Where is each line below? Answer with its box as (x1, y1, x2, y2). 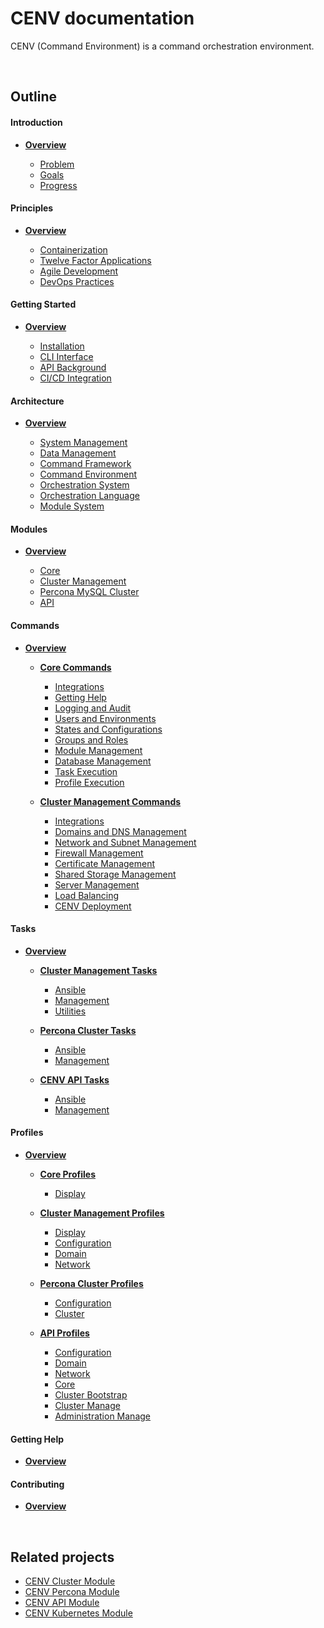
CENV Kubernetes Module (24, 1607, 133, 1619)
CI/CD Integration (39, 372, 112, 384)
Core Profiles (39, 1168, 97, 1180)
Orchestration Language (39, 490, 140, 502)
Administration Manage (54, 1410, 152, 1422)
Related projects (10, 1548, 115, 1566)
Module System (39, 500, 105, 512)
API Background (39, 361, 107, 373)
